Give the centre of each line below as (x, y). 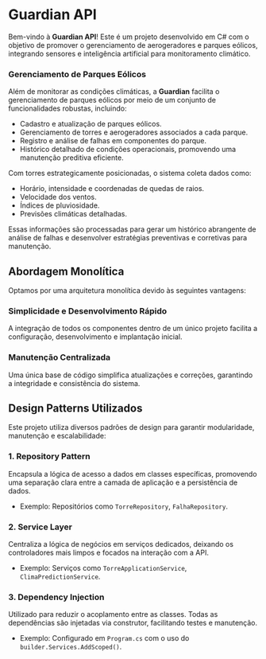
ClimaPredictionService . (60, 577)
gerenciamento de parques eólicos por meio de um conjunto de (112, 100)
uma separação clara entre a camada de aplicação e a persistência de (123, 482)
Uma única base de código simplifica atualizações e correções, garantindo (131, 375)
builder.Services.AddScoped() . (71, 647)
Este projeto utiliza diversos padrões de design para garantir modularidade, (131, 427)
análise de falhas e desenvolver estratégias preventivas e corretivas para (128, 238)
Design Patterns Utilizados (75, 409)
